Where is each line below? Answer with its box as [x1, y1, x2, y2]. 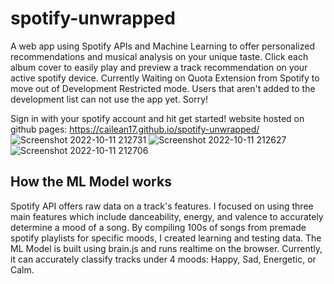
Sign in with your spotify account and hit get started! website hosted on [10, 112, 305, 124]
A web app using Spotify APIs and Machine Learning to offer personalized [10, 40, 315, 52]
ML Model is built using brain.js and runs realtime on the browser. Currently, [10, 242, 323, 254]
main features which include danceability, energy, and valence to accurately [10, 210, 324, 222]
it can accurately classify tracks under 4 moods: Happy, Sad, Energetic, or [10, 253, 317, 265]
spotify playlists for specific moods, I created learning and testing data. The [10, 232, 322, 244]
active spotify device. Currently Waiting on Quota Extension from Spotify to [10, 72, 320, 84]
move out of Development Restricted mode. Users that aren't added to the [10, 82, 316, 94]
